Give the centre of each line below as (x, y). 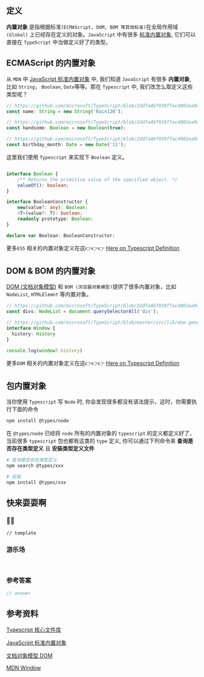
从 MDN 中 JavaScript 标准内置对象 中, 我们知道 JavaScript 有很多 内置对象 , (99, 79)
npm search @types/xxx (35, 466)
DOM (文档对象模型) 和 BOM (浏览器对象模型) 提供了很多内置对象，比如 (91, 287)
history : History (34, 334)
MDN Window (24, 668)
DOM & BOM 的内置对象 (51, 271)
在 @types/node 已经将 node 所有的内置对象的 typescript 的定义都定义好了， (101, 433)
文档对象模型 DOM (29, 655)
